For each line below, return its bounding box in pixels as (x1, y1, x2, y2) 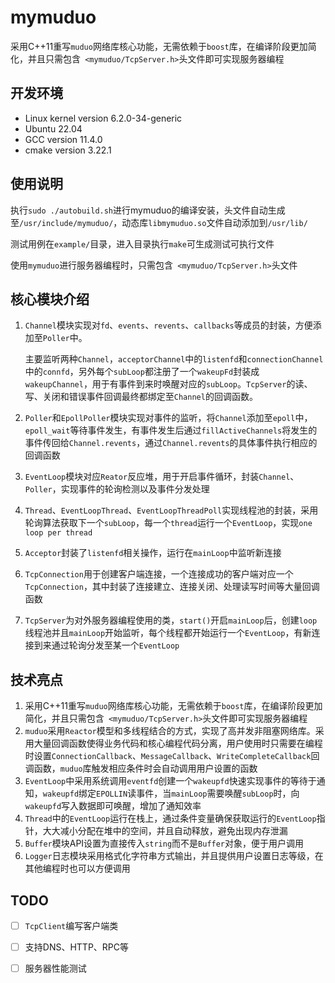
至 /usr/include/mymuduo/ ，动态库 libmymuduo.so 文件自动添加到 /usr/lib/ (10, 216, 308, 228)
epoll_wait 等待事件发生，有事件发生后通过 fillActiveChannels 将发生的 (24, 424, 318, 436)
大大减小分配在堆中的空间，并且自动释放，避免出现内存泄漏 (42, 825, 288, 837)
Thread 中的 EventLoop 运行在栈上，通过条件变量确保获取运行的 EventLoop (24, 812, 317, 825)
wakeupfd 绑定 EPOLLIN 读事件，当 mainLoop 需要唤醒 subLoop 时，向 (42, 787, 300, 800)
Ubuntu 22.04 (24, 122, 83, 135)
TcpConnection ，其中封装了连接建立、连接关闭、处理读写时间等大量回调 (24, 581, 320, 593)
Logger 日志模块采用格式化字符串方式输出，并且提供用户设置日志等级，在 (24, 850, 324, 862)
